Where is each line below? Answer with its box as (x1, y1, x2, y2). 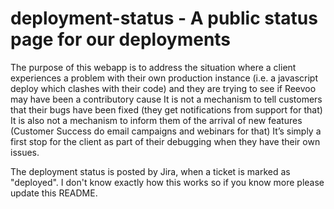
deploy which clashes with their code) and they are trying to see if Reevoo (10, 82, 317, 94)
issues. (10, 146, 40, 158)
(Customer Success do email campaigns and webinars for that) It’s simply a (10, 125, 322, 137)
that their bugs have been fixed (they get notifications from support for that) (10, 103, 323, 116)
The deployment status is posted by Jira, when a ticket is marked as (10, 165, 291, 177)
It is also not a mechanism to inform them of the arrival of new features (10, 114, 303, 126)
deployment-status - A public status (10, 7, 318, 30)
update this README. (10, 187, 98, 199)
